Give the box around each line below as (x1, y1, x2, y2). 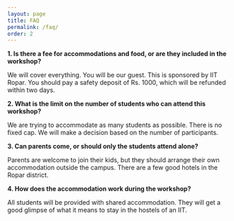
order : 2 (7, 30, 33, 38)
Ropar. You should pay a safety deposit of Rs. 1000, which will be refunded (7, 79, 226, 87)
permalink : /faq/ (7, 23, 59, 30)
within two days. (7, 86, 55, 94)
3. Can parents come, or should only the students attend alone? (7, 142, 199, 151)
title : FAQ (7, 17, 40, 24)
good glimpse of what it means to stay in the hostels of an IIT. (7, 206, 188, 215)
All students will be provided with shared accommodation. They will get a (7, 198, 221, 207)
